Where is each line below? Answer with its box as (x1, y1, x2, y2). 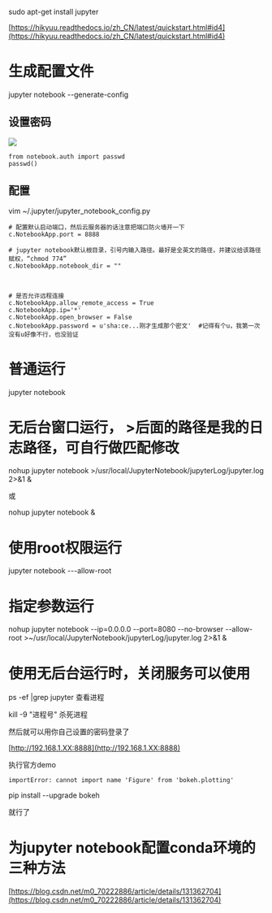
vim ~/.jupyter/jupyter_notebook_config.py (8, 206, 151, 215)
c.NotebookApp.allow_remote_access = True (8, 298, 154, 307)
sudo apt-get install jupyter (8, 7, 99, 16)
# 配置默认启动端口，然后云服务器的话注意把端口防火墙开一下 (8, 223, 185, 231)
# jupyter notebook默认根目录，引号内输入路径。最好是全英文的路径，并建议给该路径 (8, 246, 261, 254)
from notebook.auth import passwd (8, 152, 126, 161)
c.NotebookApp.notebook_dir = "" (8, 262, 122, 270)
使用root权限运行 (8, 538, 123, 557)
